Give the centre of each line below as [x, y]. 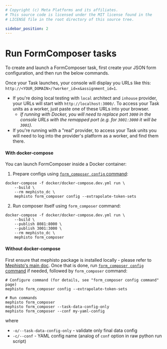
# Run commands [21, 298]
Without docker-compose [33, 249]
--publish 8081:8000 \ [38, 224]
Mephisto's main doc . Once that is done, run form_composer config [74, 265]
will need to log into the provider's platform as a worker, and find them [86, 136]
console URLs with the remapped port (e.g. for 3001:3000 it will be [88, 120]
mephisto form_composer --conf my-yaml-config [55, 311]
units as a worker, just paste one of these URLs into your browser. [81, 109]
